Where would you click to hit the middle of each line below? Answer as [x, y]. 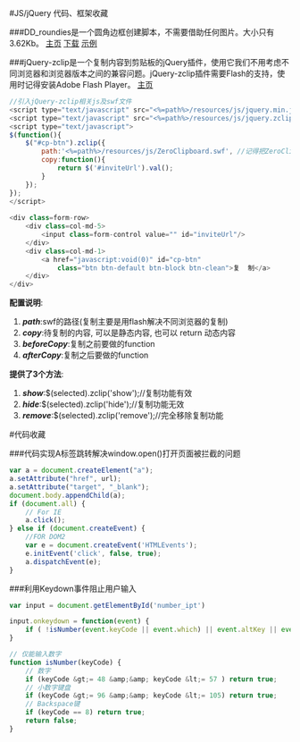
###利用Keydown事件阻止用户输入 [73, 588]
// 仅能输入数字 [35, 654]
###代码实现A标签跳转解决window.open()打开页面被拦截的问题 [125, 453]
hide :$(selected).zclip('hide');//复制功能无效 [103, 404]
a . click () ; [46, 520]
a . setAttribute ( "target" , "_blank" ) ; [79, 487]
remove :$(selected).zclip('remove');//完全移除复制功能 [123, 416]
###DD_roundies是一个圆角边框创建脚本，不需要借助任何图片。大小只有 [142, 32]
